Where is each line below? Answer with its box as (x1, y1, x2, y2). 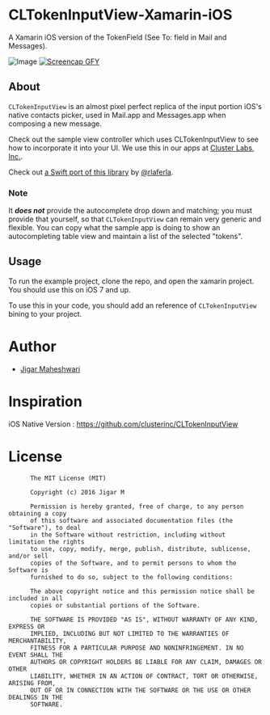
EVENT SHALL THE (8, 650, 63, 659)
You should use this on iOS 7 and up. (8, 284, 131, 294)
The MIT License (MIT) (29, 474, 107, 482)
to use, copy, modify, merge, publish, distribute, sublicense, (29, 545, 251, 553)
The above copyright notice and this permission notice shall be (29, 587, 255, 595)
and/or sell (8, 552, 49, 560)
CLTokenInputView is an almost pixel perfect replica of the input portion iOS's (8, 101, 263, 111)
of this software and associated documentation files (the (29, 516, 233, 524)
